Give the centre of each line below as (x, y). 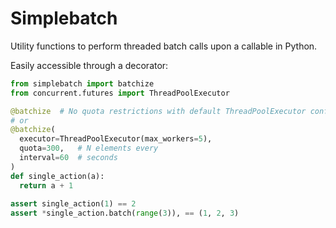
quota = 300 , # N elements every (89, 148)
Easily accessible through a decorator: (89, 65)
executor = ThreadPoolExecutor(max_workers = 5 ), (116, 139)
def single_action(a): (57, 176)
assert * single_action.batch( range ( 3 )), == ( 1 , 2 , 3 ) (125, 213)
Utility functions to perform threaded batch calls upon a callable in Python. (164, 46)
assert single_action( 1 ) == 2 (73, 204)
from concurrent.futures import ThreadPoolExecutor (120, 93)
